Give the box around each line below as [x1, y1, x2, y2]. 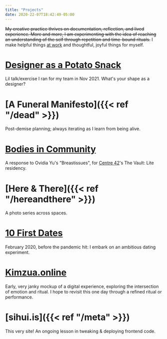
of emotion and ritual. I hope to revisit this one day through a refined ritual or [5, 289, 162, 295]
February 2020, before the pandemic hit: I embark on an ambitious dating [5, 244, 156, 250]
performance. [5, 294, 33, 300]
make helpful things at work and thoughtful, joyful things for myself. [5, 42, 144, 48]
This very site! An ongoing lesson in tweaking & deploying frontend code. [5, 328, 156, 334]
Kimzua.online [5, 267, 67, 278]
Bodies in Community [5, 143, 96, 155]
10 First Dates [5, 227, 63, 239]
